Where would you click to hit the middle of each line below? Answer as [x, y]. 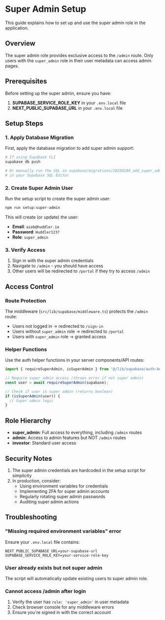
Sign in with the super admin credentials [53, 261]
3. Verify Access [25, 250]
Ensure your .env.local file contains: [42, 542]
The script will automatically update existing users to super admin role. [77, 578]
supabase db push [23, 162]
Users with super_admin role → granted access [59, 337]
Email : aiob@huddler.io [36, 226]
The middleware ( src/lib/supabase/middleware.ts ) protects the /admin [77, 311]
